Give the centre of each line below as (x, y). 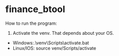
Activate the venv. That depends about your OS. (63, 33)
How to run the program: (31, 23)
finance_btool (35, 9)
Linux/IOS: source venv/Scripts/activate (54, 48)
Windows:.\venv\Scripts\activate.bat (51, 43)
